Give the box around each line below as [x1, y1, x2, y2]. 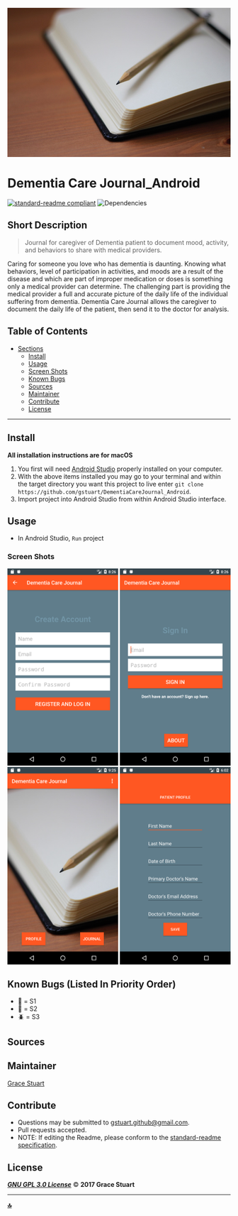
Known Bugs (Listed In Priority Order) [7, 978, 176, 990]
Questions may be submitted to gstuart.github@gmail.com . [17, 1118, 190, 1127]
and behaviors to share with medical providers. [24, 246, 162, 254]
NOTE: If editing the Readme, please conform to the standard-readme [17, 1134, 222, 1142]
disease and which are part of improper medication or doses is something [7, 274, 223, 283]
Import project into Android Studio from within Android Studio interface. [17, 494, 227, 503]
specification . [17, 1141, 58, 1149]
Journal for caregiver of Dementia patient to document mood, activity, [24, 238, 229, 246]
